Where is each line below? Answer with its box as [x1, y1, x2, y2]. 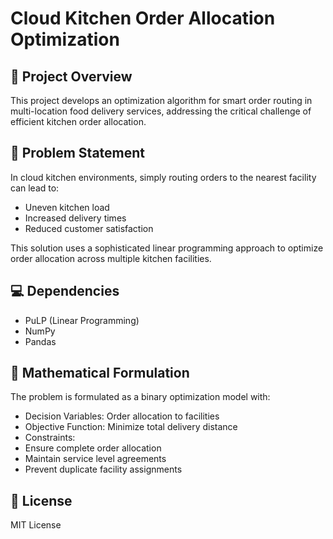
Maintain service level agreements [24, 453, 167, 465]
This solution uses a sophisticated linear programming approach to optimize [10, 242, 324, 254]
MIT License [10, 519, 62, 531]
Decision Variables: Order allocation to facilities [24, 410, 220, 422]
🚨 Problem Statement [10, 145, 146, 162]
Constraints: [24, 432, 76, 444]
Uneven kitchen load [24, 201, 110, 213]
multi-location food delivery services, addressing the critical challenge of [10, 105, 312, 117]
